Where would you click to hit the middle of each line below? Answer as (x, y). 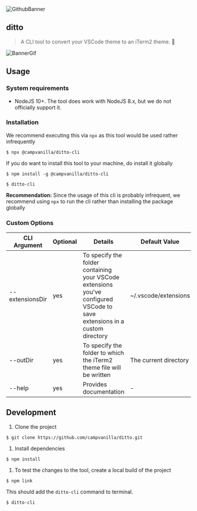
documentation (104, 392)
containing (98, 270)
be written (97, 375)
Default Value (160, 242)
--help (19, 388)
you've (92, 292)
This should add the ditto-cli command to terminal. (70, 492)
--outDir (21, 360)
